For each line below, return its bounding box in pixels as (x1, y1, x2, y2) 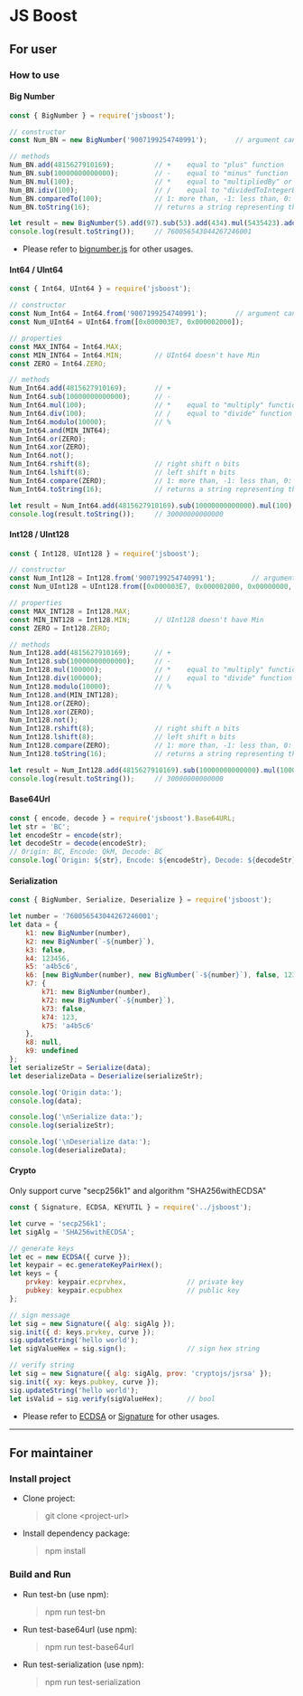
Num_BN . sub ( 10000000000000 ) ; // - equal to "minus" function (9, 169, 289, 178)
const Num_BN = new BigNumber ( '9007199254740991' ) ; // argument (9, 136, 280, 145)
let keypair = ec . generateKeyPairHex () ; (9, 1261, 164, 1270)
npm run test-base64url (44, 1641, 134, 1652)
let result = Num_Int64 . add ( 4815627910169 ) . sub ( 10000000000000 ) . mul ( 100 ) (9, 501, 293, 510)
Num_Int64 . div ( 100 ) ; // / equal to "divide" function (9, 409, 293, 418)
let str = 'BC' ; (9, 822, 70, 831)
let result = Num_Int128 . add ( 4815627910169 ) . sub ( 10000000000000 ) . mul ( (9, 765, 280, 774)
